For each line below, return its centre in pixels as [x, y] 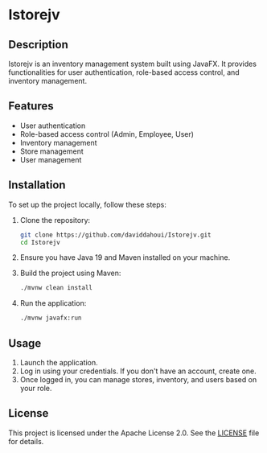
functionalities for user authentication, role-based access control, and [124, 72]
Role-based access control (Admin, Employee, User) [107, 134]
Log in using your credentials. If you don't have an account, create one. [138, 371]
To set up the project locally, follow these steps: [88, 204]
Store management [52, 151]
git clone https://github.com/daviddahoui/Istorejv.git [115, 235]
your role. [36, 388]
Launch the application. [59, 362]
